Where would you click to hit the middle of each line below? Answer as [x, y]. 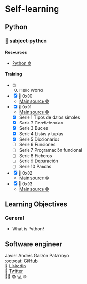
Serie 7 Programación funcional [51, 150]
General [14, 218]
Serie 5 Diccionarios [39, 139]
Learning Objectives [36, 204]
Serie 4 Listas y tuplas [41, 134]
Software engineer [34, 244]
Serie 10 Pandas [35, 167]
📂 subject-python [26, 41]
